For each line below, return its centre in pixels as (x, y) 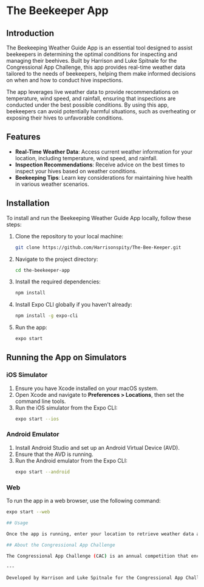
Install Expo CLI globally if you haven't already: (73, 305)
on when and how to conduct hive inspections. (65, 80)
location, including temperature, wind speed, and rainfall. (86, 158)
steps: (14, 224)
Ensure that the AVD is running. (54, 454)
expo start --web (28, 512)
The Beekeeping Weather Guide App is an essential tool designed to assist (100, 48)
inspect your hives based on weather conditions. (76, 171)
